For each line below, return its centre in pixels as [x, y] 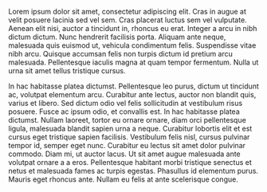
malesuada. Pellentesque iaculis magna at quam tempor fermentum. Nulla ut [133, 62]
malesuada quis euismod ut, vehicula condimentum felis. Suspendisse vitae [132, 45]
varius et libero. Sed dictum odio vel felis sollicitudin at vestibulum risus [126, 103]
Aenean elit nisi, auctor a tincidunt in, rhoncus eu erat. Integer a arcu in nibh [133, 28]
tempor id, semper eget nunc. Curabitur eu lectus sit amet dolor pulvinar [127, 145]
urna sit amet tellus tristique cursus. [67, 71]
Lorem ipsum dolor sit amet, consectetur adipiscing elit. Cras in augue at [128, 12]
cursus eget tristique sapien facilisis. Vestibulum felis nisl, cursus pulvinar [129, 137]
